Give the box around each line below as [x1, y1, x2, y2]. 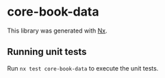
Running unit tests [7, 46, 87, 58]
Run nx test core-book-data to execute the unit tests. [7, 64, 159, 72]
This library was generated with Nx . [7, 26, 107, 35]
